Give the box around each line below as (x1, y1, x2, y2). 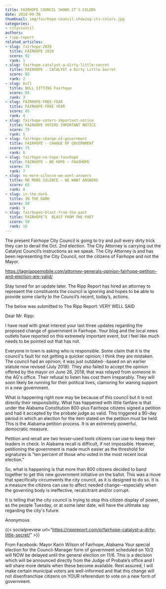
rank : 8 (9, 187, 26, 192)
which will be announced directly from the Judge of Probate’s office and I (5, 557, 155, 563)
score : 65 (9, 182, 30, 187)
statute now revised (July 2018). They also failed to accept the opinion (5, 363, 148, 369)
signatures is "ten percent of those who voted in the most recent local (5, 451, 147, 457)
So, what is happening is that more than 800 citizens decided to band (5, 466, 147, 472)
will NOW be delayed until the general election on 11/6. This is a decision (5, 552, 152, 558)
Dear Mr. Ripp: (5, 313, 35, 319)
